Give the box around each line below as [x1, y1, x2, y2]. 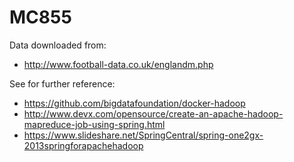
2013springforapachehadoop [23, 139, 144, 151]
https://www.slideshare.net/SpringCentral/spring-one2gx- [23, 129, 264, 141]
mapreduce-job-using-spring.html [23, 118, 166, 130]
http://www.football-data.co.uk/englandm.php [23, 58, 214, 70]
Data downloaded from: [9, 39, 107, 51]
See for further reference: [9, 77, 116, 90]
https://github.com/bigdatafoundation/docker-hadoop [23, 97, 246, 109]
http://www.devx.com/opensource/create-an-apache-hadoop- [23, 107, 284, 120]
